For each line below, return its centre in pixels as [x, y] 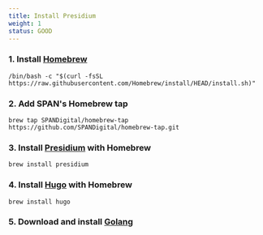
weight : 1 [25, 23]
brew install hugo [39, 202]
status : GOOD [30, 31]
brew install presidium [49, 164]
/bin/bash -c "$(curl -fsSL [56, 76]
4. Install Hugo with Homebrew [70, 185]
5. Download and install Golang [71, 222]
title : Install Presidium [52, 16]
